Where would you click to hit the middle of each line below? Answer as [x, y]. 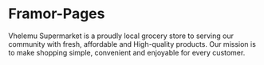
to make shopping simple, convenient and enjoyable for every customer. [127, 52]
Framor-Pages [57, 14]
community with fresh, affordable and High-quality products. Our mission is [132, 44]
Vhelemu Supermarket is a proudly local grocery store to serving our [121, 36]
